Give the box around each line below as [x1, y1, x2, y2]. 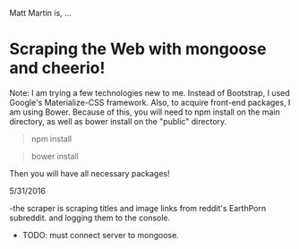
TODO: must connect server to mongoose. [21, 229, 179, 240]
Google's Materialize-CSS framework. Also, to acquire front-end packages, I [9, 97, 291, 107]
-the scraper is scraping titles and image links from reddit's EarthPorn [9, 202, 267, 213]
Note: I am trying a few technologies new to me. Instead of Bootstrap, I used [9, 87, 291, 98]
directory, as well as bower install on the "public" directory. [9, 116, 227, 126]
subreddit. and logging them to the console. [9, 212, 171, 223]
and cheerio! [9, 58, 106, 79]
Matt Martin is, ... [9, 8, 72, 18]
